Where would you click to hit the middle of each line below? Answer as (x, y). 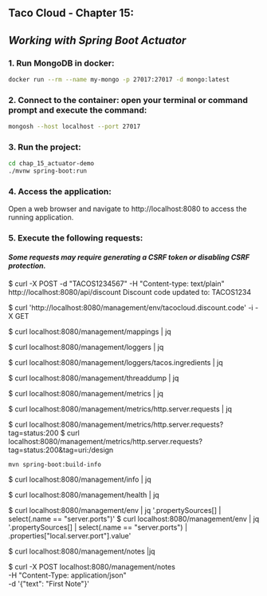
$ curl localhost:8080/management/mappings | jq (90, 332)
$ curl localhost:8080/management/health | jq (84, 495)
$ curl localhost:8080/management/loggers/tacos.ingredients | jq (116, 362)
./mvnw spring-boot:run (48, 171)
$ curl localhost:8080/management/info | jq (80, 479)
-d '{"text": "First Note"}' (49, 584)
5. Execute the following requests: (76, 238)
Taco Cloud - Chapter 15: (71, 13)
